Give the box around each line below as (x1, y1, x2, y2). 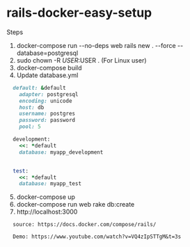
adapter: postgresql (19, 90, 79, 98)
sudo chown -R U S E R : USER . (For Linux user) (16, 56, 147, 64)
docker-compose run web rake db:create (16, 200, 135, 209)
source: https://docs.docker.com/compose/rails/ (13, 221, 157, 228)
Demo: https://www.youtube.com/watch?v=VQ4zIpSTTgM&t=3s (13, 233, 182, 241)
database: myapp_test (19, 180, 81, 187)
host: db (19, 104, 45, 111)
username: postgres (19, 110, 76, 118)
